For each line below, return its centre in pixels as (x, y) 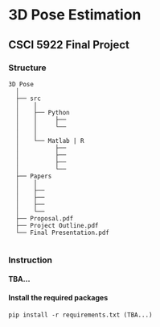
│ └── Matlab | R (50, 140)
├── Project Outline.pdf (57, 225)
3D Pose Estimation (75, 15)
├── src (29, 99)
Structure (27, 68)
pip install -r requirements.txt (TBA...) (80, 315)
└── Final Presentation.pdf (63, 233)
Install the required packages (58, 297)
